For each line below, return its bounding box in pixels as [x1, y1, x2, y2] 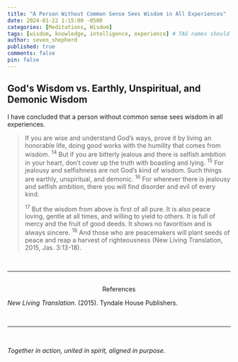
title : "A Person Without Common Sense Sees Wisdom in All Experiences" [7, 10, 227, 18]
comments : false [7, 50, 55, 57]
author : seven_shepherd [7, 37, 78, 44]
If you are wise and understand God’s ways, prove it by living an [24, 134, 212, 142]
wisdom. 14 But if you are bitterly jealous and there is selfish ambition [24, 148, 227, 158]
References [102, 284, 136, 293]
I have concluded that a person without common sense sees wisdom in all [7, 112, 223, 121]
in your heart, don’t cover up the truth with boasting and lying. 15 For [24, 157, 225, 167]
